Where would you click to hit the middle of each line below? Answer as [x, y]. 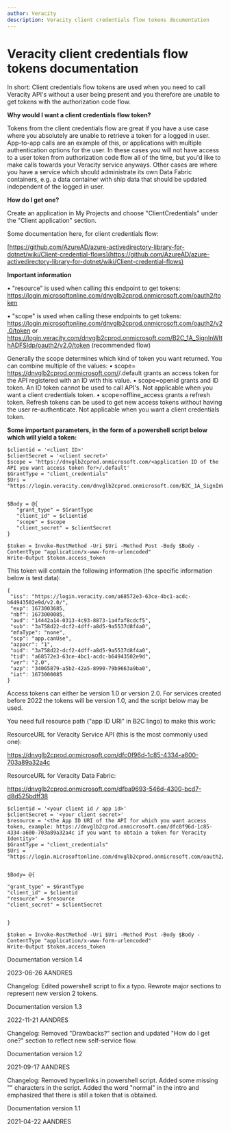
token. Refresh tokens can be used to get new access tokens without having [115, 403]
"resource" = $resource [41, 899]
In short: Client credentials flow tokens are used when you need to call [106, 87]
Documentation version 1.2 [45, 1054]
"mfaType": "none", [38, 633]
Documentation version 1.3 [44, 1007]
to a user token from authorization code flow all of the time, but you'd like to [114, 158]
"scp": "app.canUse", [41, 639]
